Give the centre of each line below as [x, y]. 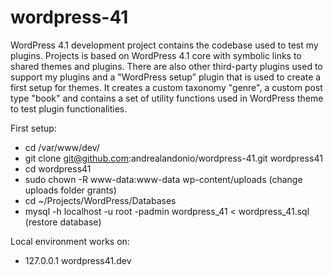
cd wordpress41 [58, 168]
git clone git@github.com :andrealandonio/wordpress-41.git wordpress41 [173, 158]
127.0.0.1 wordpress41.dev [78, 260]
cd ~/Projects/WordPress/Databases [100, 200]
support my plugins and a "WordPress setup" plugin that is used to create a [166, 77]
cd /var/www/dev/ [62, 147]
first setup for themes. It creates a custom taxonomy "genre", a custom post [166, 87]
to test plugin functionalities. [69, 108]
